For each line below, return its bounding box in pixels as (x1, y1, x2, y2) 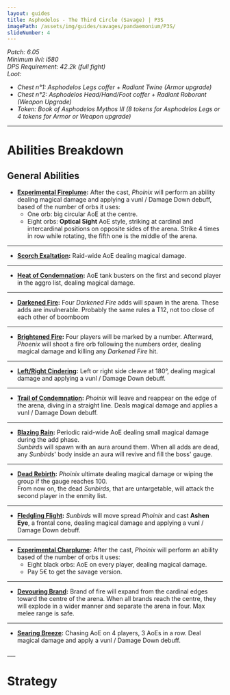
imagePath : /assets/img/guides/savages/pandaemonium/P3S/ (7, 23, 176, 30)
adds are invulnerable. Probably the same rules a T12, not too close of (16, 306, 214, 314)
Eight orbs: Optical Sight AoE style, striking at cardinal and (27, 217, 194, 226)
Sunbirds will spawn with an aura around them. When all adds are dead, (16, 443, 220, 451)
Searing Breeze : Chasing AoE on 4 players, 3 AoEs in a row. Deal (16, 629, 201, 637)
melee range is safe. (16, 609, 75, 617)
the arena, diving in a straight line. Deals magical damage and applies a (16, 401, 218, 410)
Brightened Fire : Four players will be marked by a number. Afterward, (16, 333, 214, 341)
